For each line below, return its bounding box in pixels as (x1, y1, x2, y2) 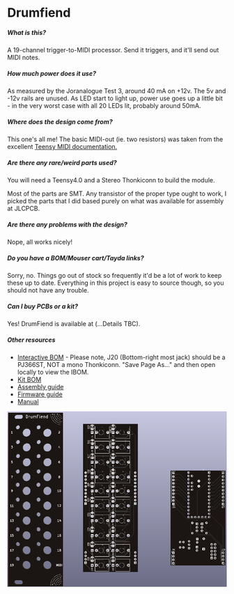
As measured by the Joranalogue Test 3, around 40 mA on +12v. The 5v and (7, 87, 226, 95)
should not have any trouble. (7, 286, 89, 294)
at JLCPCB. (7, 204, 40, 213)
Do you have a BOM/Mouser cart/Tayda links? (7, 253, 144, 262)
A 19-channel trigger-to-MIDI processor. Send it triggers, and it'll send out (7, 46, 219, 54)
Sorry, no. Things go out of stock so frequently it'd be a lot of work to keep (7, 272, 222, 279)
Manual (17, 397, 40, 405)
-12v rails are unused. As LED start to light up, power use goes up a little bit (7, 94, 223, 102)
